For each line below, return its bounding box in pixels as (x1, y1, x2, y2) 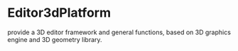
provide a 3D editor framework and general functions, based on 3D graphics (7, 28, 231, 36)
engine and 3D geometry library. (7, 35, 102, 43)
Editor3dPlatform (7, 5, 112, 21)
